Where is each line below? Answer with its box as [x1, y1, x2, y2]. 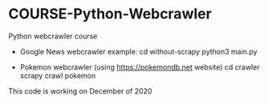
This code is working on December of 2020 [8, 86, 152, 96]
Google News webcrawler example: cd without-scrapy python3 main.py [19, 46, 258, 56]
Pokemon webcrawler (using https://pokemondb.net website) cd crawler [19, 62, 260, 72]
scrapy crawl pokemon [19, 70, 96, 80]
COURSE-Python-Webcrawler [8, 5, 213, 23]
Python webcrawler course [8, 31, 98, 41]
